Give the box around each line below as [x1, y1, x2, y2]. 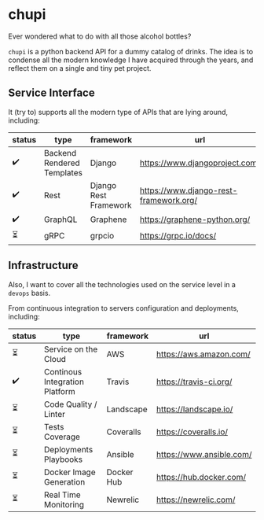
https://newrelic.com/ [156, 494, 236, 505]
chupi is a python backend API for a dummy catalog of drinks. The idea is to [8, 46, 254, 56]
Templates [43, 167, 82, 178]
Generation [43, 476, 86, 487]
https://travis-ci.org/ [156, 376, 233, 387]
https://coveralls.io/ [156, 426, 228, 437]
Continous [43, 366, 82, 377]
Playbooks [43, 454, 83, 465]
